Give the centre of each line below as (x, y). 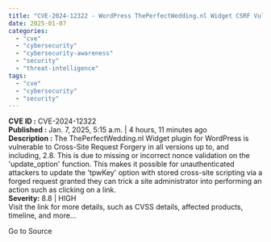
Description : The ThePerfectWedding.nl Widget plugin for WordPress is (129, 139)
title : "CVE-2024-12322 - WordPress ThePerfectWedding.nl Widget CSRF (129, 16)
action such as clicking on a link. (63, 190)
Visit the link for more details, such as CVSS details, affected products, (126, 207)
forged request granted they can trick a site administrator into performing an (135, 181)
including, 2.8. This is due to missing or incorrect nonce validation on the (129, 156)
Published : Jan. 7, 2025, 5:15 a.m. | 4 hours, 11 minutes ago (108, 130)
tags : (17, 76)
